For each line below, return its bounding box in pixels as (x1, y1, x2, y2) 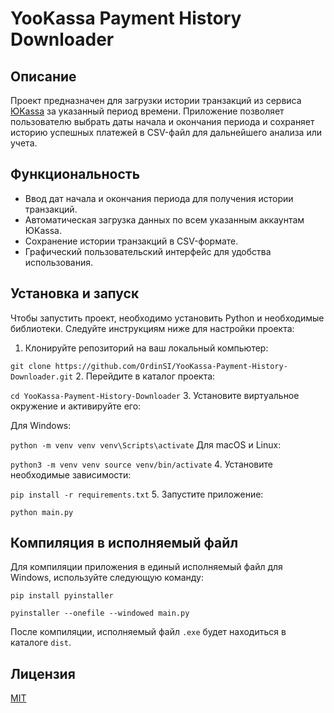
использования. (24, 256, 93, 268)
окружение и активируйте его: (10, 400, 142, 412)
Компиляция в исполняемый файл (10, 535, 239, 552)
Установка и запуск (10, 285, 140, 302)
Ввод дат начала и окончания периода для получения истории (24, 192, 294, 204)
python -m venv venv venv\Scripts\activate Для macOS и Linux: (10, 438, 282, 451)
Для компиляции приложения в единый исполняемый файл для (10, 561, 283, 573)
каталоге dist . (10, 637, 72, 649)
